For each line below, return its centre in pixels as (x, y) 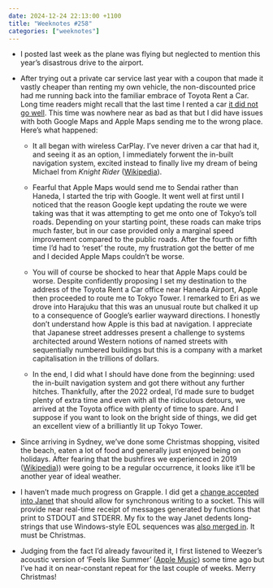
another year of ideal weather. (71, 477)
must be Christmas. (53, 535)
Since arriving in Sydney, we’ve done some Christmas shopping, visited (140, 442)
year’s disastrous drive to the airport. (82, 63)
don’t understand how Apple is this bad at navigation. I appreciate (143, 324)
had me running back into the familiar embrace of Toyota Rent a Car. (134, 96)
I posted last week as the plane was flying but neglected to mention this (140, 54)
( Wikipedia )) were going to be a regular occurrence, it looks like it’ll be (138, 468)
